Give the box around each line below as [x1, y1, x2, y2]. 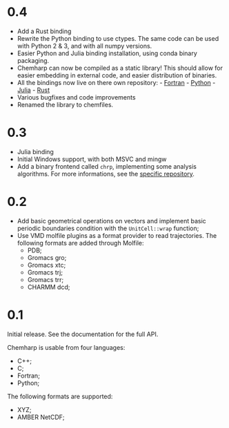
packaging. [17, 56, 50, 64]
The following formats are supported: [7, 392, 113, 400]
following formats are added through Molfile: [17, 239, 144, 247]
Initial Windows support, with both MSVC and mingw [17, 155, 167, 163]
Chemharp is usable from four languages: [7, 343, 126, 351]
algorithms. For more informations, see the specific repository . [17, 169, 195, 178]
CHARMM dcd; [27, 283, 70, 291]
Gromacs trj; [27, 268, 63, 277]
